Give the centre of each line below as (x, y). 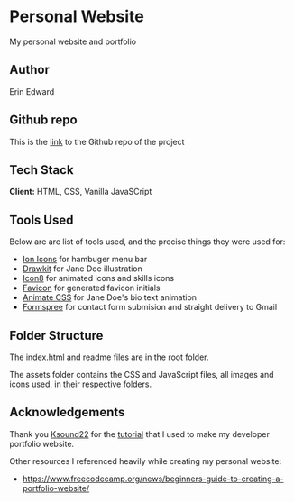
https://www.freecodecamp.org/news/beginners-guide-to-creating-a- (153, 479)
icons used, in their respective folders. (80, 384)
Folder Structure (56, 335)
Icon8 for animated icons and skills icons (98, 278)
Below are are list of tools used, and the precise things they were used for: (147, 242)
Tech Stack (41, 170)
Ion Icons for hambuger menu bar (85, 260)
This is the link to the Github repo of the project (97, 141)
